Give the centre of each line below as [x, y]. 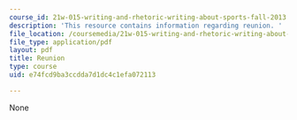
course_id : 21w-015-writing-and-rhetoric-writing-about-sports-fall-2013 [148, 17]
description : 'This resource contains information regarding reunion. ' [146, 26]
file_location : [37, 34]
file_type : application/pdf [61, 42]
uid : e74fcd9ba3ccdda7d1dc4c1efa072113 [83, 75]
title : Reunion [37, 58]
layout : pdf [31, 50]
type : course [33, 67]
